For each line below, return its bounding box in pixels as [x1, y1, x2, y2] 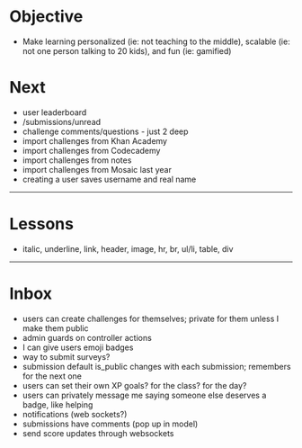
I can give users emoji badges [22, 342, 134, 353]
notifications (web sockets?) [22, 408, 128, 419]
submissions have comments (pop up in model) [22, 418, 199, 429]
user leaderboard [22, 106, 87, 118]
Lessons [9, 214, 75, 235]
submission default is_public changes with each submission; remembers [22, 361, 291, 372]
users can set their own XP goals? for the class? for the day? [22, 380, 247, 390]
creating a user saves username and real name [22, 174, 197, 184]
